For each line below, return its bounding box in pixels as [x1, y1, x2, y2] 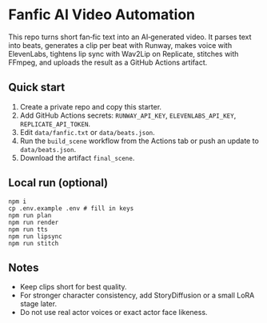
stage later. [19, 299, 58, 309]
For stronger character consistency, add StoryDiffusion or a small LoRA [19, 290, 255, 301]
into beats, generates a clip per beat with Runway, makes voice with [8, 40, 233, 50]
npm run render [8, 218, 59, 226]
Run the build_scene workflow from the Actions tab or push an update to [19, 136, 260, 146]
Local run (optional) [8, 176, 109, 189]
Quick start [8, 81, 66, 94]
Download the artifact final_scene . [19, 153, 135, 162]
